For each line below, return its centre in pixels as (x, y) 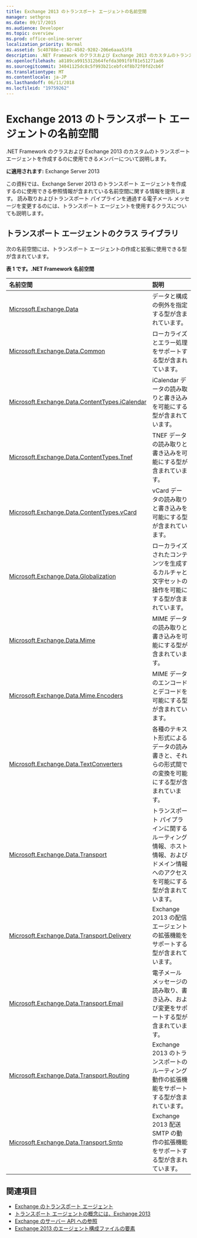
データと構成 (170, 296)
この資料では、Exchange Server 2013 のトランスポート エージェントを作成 (96, 184)
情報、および (170, 855)
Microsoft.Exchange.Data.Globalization (62, 576)
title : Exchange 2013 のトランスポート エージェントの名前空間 (76, 11)
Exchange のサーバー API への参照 (56, 1221)
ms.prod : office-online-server (44, 39)
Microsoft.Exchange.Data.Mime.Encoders (66, 696)
